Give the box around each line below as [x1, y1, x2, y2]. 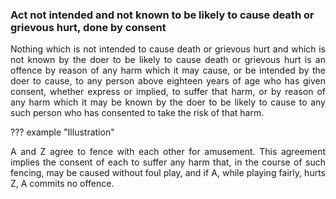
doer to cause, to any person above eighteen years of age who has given [10, 75, 326, 87]
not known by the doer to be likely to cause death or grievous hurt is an [10, 54, 326, 66]
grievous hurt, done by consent [10, 20, 167, 34]
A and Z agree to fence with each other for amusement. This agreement [10, 146, 326, 158]
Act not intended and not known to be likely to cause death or [10, 8, 315, 22]
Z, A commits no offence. [10, 178, 115, 190]
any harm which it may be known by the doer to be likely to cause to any [10, 96, 326, 108]
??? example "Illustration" [10, 126, 115, 138]
